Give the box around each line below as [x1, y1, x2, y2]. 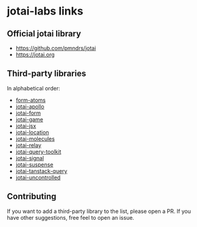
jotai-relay [15, 141, 42, 149]
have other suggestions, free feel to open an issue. [7, 214, 134, 221]
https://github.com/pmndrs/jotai [15, 44, 96, 52]
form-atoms [15, 96, 46, 104]
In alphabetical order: [7, 84, 60, 92]
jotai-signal [15, 154, 44, 161]
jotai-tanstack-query [15, 167, 67, 174]
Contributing [7, 191, 57, 202]
